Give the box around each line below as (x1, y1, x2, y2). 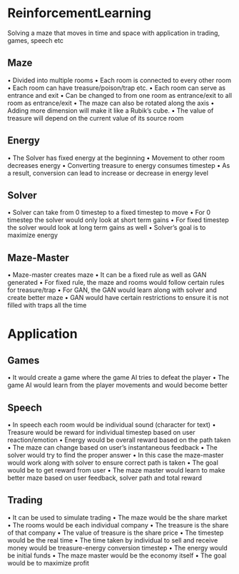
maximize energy (7, 231, 59, 240)
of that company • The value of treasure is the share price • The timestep (7, 528, 224, 537)
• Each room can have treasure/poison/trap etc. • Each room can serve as (7, 84, 226, 92)
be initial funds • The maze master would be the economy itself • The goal (7, 551, 227, 560)
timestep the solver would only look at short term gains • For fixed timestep (7, 216, 230, 224)
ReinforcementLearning (7, 5, 152, 21)
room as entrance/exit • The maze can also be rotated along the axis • (7, 99, 215, 107)
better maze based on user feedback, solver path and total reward (7, 473, 202, 482)
